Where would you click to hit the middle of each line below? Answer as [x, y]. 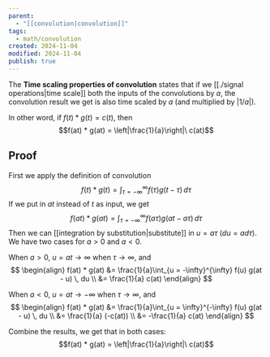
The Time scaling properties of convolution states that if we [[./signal [126, 84]
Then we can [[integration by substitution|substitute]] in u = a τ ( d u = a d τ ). [133, 233]
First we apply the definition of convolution [80, 175]
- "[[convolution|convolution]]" [72, 24]
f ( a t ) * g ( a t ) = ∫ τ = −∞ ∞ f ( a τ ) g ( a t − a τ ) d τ [136, 218]
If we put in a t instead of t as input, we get [79, 204]
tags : [17, 31]
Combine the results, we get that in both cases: [87, 331]
